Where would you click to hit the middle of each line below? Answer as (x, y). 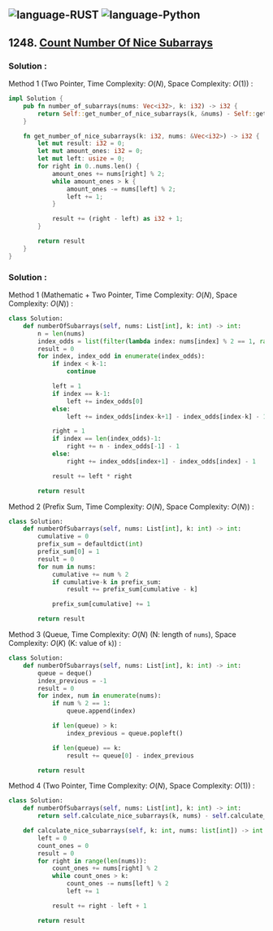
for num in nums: (67, 567)
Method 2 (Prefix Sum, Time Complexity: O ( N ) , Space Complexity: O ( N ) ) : (131, 507)
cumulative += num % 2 (90, 574)
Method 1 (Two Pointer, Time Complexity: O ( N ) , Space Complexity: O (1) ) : (131, 84)
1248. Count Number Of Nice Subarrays (111, 43)
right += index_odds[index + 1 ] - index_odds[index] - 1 (161, 461)
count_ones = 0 (63, 845)
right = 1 (68, 431)
